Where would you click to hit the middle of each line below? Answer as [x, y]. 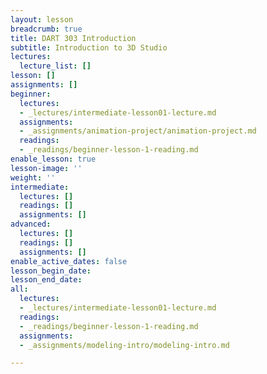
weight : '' [33, 177]
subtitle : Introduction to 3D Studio [89, 47]
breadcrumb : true [46, 29]
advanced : [31, 224]
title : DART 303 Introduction [73, 38]
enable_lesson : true [53, 159]
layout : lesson [42, 19]
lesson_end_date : [46, 280]
